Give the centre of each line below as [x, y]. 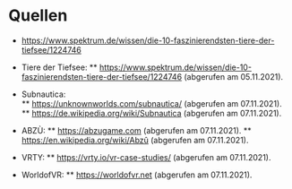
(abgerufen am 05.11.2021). [234, 76]
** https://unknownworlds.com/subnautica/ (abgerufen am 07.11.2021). [152, 103]
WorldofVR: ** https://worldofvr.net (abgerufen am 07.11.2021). [137, 175]
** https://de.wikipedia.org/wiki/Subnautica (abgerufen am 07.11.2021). [151, 113]
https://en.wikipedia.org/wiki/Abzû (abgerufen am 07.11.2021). [135, 140]
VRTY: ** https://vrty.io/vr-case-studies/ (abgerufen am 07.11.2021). [146, 157]
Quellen [38, 16]
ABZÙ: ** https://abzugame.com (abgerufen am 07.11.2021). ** [136, 130]
